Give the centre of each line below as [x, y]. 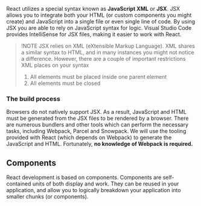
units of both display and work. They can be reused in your [106, 184]
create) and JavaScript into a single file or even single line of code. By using [101, 21]
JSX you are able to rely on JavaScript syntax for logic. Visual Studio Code [99, 28]
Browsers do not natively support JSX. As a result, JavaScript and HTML [97, 112]
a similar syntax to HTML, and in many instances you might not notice [107, 52]
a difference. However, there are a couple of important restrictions [103, 59]
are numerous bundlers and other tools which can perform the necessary [97, 125]
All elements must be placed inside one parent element [98, 77]
